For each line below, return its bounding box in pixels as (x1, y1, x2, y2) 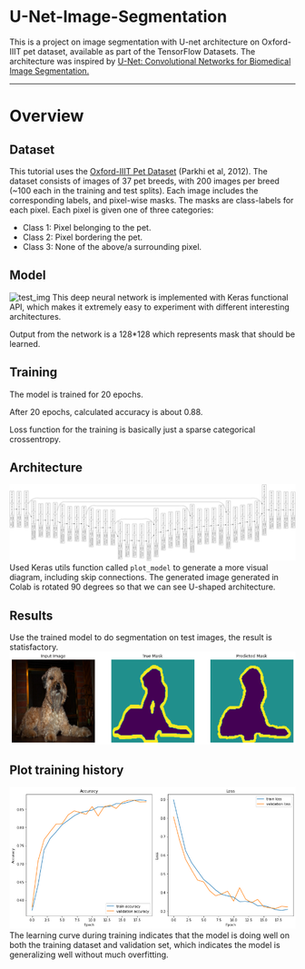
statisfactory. (9, 642, 59, 653)
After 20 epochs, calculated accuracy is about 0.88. (9, 406, 203, 417)
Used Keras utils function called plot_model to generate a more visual (9, 562, 269, 573)
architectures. (9, 311, 62, 321)
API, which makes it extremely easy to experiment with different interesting (9, 302, 290, 312)
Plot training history (9, 762, 124, 777)
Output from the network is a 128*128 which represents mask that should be (9, 329, 296, 340)
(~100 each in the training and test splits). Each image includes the (9, 184, 259, 196)
